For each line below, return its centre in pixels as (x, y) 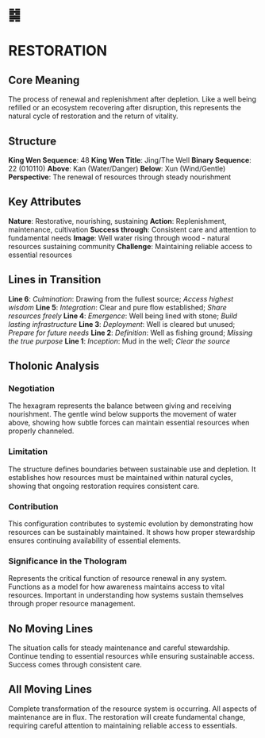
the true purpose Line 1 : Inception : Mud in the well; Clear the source (119, 341)
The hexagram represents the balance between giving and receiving (120, 406)
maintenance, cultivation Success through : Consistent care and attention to (132, 229)
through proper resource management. (72, 604)
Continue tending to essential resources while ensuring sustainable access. (132, 656)
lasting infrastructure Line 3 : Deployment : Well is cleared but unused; (122, 324)
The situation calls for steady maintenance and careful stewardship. (119, 648)
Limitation (28, 452)
